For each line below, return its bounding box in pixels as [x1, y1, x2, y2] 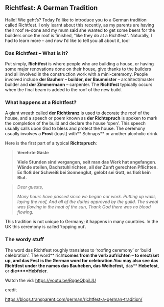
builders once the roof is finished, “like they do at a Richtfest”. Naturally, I [5, 32, 152, 38]
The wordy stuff [5, 236, 44, 243]
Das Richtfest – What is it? [5, 50, 69, 57]
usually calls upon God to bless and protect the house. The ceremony [5, 125, 145, 131]
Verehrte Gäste [17, 150, 49, 156]
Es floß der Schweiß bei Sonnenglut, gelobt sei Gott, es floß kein [17, 169, 151, 175]
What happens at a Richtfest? [5, 99, 77, 106]
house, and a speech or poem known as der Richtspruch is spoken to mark [5, 115, 158, 121]
